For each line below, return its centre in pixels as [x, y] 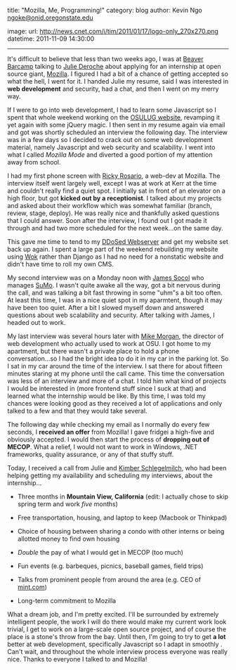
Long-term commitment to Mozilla [67, 601]
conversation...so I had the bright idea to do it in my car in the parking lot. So [118, 359]
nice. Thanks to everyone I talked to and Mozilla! [77, 659]
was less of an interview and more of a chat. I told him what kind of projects [117, 381]
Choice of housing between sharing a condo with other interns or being [121, 531]
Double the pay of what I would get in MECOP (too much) [100, 552]
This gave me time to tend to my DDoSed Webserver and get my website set [118, 241]
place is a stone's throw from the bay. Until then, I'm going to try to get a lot [117, 637]
